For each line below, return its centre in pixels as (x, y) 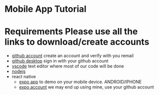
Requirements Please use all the (71, 32)
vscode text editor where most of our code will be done (68, 66)
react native (24, 77)
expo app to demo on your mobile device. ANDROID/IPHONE (80, 82)
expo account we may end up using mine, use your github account (86, 87)
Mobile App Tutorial (46, 9)
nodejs (18, 71)
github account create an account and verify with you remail (73, 56)
